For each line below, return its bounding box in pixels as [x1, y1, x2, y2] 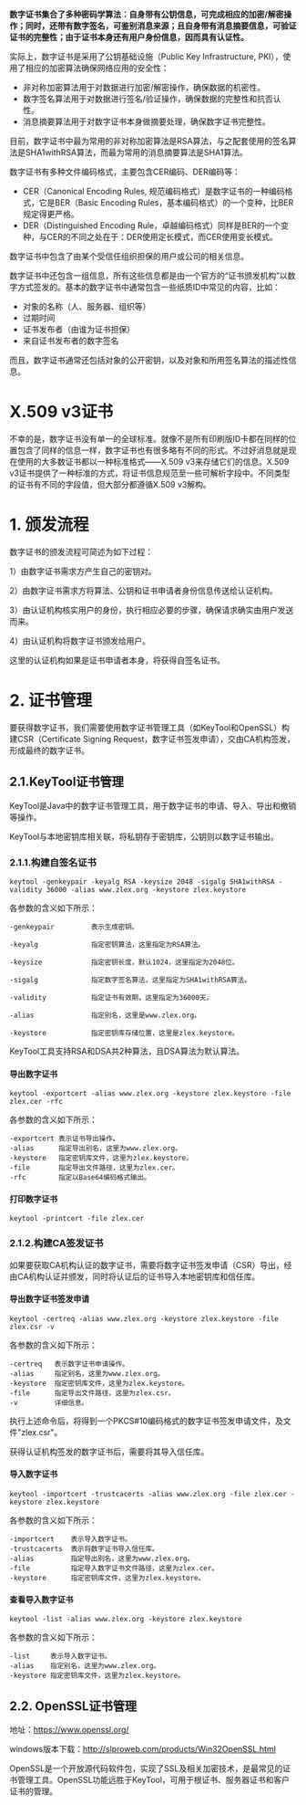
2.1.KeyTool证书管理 [9, 774, 125, 790]
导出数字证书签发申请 [9, 1294, 89, 1305]
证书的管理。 [9, 1786, 57, 1797]
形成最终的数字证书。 [9, 744, 89, 756]
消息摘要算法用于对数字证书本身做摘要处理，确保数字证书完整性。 [22, 116, 270, 127]
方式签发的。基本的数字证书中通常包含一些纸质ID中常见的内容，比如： [16, 282, 280, 292]
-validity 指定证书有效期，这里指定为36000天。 [9, 992, 214, 1002]
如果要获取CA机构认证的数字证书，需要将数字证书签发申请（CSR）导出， [9, 1259, 284, 1270]
